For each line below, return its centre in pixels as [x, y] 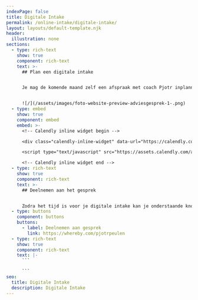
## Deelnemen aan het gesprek [59, 190]
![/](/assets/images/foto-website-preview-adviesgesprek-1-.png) [103, 104]
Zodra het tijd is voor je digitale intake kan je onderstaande [102, 206]
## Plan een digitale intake [57, 72]
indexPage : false [27, 11]
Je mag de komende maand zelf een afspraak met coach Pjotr [97, 88]
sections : [18, 45]
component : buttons [41, 217]
